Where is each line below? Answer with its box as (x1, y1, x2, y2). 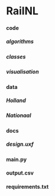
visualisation (6, 68, 40, 75)
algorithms (6, 38, 34, 45)
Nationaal (6, 112, 31, 119)
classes (6, 53, 26, 60)
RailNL (6, 4, 38, 18)
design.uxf (6, 140, 34, 148)
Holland (6, 97, 27, 104)
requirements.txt (6, 183, 49, 190)
